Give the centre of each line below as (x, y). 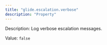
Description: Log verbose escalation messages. (54, 28)
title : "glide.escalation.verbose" (42, 10)
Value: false (18, 38)
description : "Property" (31, 14)
